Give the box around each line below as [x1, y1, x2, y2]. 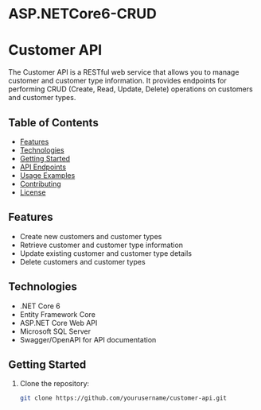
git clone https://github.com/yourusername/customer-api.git [19, 394, 228, 402]
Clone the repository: [19, 379, 90, 389]
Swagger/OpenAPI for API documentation [19, 335, 157, 344]
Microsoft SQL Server [19, 327, 92, 336]
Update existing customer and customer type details [19, 248, 193, 258]
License [19, 188, 46, 197]
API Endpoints [19, 162, 66, 172]
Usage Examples [19, 170, 76, 180]
